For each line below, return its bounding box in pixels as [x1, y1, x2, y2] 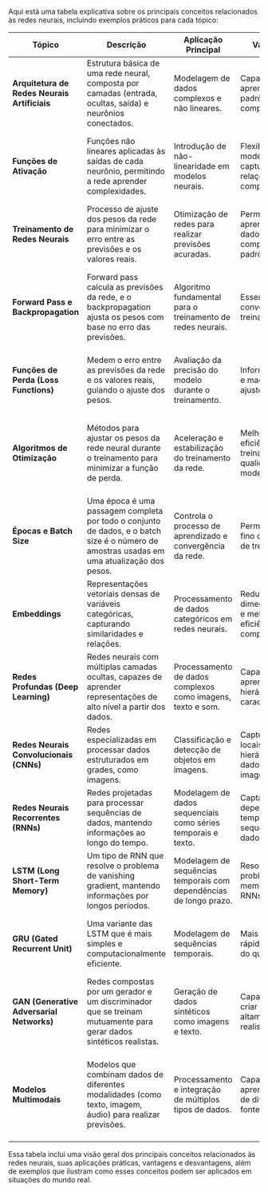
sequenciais [173, 807, 219, 818]
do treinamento [173, 452, 231, 463]
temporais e [173, 827, 219, 838]
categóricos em [173, 613, 233, 624]
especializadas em [86, 735, 157, 745]
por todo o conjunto [86, 516, 161, 526]
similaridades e [86, 628, 144, 639]
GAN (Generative [12, 996, 78, 1007]
